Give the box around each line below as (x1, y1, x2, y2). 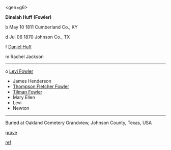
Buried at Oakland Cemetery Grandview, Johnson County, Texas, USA (5, 119, 152, 126)
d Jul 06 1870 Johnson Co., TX (5, 34, 70, 40)
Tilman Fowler (12, 89, 43, 95)
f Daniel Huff (5, 44, 32, 50)
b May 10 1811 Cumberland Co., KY (5, 24, 78, 30)
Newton (12, 105, 30, 111)
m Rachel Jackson (5, 53, 44, 59)
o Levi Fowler (5, 68, 34, 74)
